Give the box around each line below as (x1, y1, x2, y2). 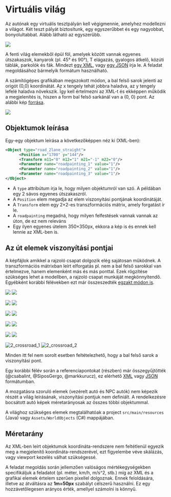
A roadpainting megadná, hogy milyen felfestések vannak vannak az (12, 212, 158, 219)
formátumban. (5, 378, 35, 385)
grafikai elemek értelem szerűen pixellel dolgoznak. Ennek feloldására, (5, 475, 155, 481)
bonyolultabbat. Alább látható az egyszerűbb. (5, 31, 101, 37)
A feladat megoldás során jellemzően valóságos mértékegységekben (5, 464, 151, 470)
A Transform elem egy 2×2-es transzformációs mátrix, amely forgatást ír (12, 201, 165, 207)
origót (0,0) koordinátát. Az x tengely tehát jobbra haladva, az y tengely (5, 83, 156, 89)
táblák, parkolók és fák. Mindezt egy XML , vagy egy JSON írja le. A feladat (5, 62, 163, 68)
